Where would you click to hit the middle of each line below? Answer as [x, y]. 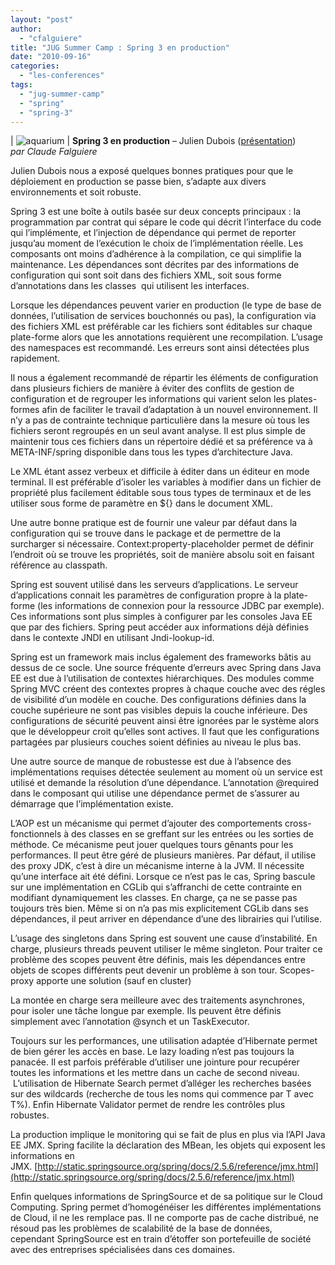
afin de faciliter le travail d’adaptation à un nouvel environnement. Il [179, 410]
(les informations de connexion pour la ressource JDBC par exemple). [181, 606]
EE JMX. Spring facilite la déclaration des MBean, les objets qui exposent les [168, 1145]
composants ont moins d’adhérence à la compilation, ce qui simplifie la [156, 254]
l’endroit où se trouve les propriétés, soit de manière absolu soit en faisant [162, 555]
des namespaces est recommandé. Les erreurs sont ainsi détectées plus [160, 348]
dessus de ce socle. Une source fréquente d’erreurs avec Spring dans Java [166, 668]
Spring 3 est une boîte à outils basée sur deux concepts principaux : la [156, 212]
